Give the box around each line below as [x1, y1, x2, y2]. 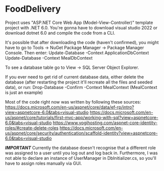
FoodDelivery [5, 3, 61, 15]
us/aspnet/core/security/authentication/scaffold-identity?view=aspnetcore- [5, 130, 158, 136]
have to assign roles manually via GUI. [5, 160, 82, 166]
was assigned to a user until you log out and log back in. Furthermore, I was [5, 150, 158, 156]
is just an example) [5, 89, 43, 95]
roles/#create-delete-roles [5, 125, 59, 130]
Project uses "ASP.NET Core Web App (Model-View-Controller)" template [5, 20, 153, 25]
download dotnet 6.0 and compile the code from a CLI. [5, 30, 116, 36]
